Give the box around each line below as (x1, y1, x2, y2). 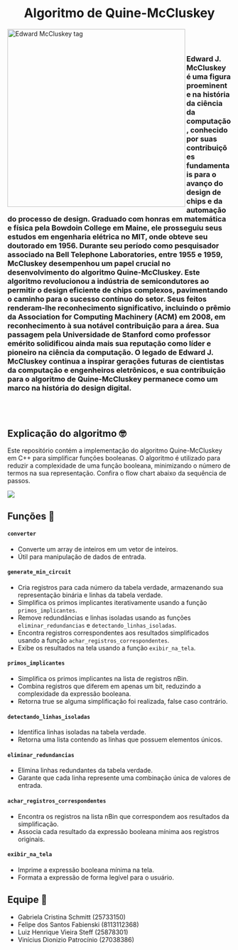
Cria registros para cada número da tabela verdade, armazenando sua (17, 583, 224, 591)
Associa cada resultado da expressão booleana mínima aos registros (17, 827, 220, 835)
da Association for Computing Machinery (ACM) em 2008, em (7, 312, 226, 322)
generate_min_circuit (7, 569, 72, 576)
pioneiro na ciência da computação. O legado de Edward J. (7, 347, 214, 357)
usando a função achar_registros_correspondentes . (17, 635, 170, 645)
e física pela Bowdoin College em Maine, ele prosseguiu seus (7, 223, 222, 233)
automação (186, 205, 227, 215)
